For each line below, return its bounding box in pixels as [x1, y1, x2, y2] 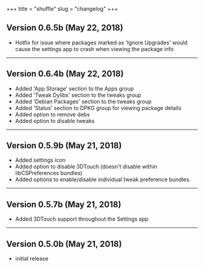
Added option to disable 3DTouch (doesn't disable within [15, 163, 158, 170]
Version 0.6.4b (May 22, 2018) [6, 69, 124, 79]
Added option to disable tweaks [15, 117, 95, 124]
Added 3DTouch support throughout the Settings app [15, 215, 149, 223]
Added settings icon [15, 156, 66, 164]
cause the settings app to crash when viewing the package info [15, 45, 174, 52]
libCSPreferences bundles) [15, 170, 83, 177]
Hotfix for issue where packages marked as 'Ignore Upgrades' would [15, 39, 188, 46]
